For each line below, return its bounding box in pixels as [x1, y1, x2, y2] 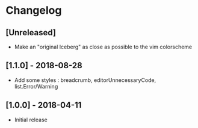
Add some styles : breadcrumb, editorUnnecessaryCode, [14, 76, 156, 84]
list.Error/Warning [14, 83, 58, 90]
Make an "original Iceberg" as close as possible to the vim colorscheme [14, 43, 193, 50]
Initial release [14, 116, 48, 123]
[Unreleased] [5, 28, 57, 38]
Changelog [5, 4, 62, 17]
